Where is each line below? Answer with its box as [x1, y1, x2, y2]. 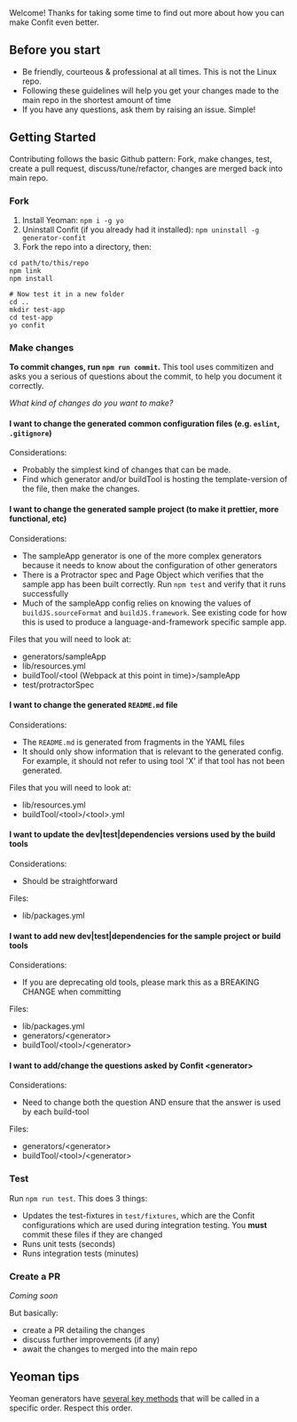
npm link [9, 266, 42, 275]
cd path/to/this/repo [9, 258, 90, 268]
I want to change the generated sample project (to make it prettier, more [9, 504, 279, 515]
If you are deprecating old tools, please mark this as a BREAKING [21, 977, 260, 988]
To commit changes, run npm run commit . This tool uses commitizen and [9, 362, 275, 373]
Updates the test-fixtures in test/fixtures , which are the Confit [21, 1209, 255, 1221]
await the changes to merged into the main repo [21, 1344, 198, 1354]
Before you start [9, 43, 101, 58]
